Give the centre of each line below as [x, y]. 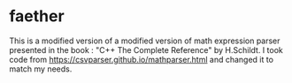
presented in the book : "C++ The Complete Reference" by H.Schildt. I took [146, 49]
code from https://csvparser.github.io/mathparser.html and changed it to [142, 59]
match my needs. [41, 69]
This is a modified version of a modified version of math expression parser [145, 41]
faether [37, 16]
